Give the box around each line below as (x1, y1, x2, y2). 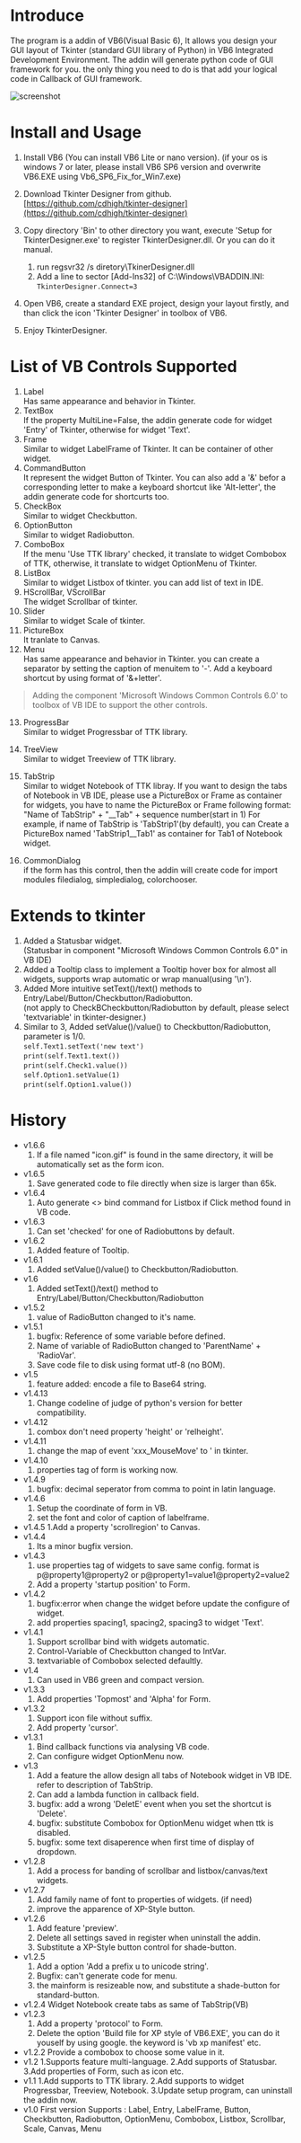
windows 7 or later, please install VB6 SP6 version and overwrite (22, 161, 262, 172)
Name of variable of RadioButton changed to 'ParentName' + (36, 1340, 262, 1350)
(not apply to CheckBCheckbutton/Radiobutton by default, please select (22, 1002, 289, 1013)
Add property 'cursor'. (36, 1722, 119, 1732)
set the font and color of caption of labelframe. (36, 1511, 210, 1523)
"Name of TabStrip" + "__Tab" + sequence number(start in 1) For (22, 809, 261, 819)
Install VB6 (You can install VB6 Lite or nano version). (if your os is (22, 152, 268, 163)
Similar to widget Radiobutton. (22, 529, 135, 540)
